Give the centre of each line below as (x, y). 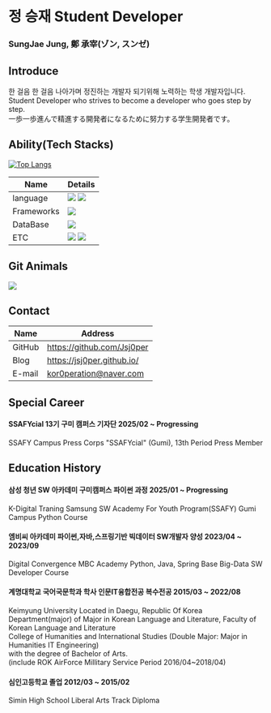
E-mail (25, 374)
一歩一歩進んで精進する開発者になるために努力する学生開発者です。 (121, 118)
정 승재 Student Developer (96, 17)
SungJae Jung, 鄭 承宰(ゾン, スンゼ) (79, 44)
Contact (29, 310)
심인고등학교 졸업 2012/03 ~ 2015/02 (69, 681)
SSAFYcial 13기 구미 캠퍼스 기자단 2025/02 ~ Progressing (104, 424)
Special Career (47, 402)
